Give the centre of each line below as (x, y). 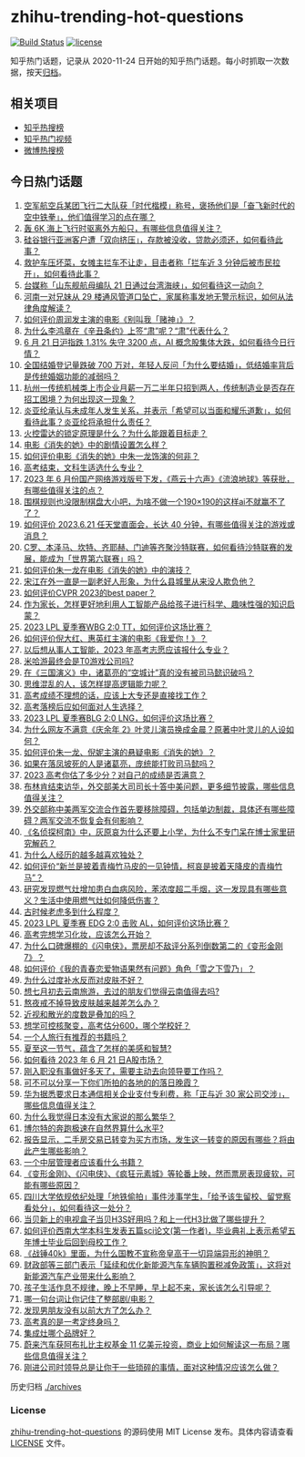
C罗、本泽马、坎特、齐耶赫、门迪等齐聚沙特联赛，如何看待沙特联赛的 (154, 547)
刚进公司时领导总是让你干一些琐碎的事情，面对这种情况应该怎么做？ (151, 1367)
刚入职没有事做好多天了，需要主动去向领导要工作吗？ (123, 1071)
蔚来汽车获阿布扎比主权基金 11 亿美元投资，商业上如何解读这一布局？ (153, 1344)
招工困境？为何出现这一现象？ (79, 399)
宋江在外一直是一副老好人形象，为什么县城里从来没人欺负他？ (139, 581)
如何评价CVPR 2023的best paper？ (90, 592)
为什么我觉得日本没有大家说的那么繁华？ (99, 1116)
